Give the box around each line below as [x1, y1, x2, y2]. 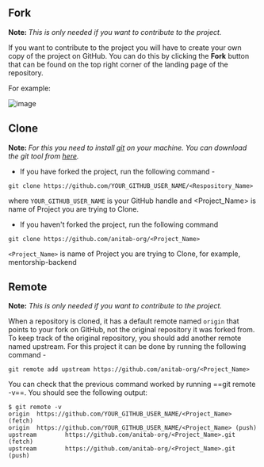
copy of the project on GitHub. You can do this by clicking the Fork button [8, 51, 250, 60]
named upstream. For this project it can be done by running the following [8, 342, 247, 351]
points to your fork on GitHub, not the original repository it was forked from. [8, 325, 255, 335]
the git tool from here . [8, 151, 79, 161]
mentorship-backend [8, 257, 77, 266]
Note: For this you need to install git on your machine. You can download [8, 143, 247, 152]
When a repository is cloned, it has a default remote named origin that [8, 316, 239, 326]
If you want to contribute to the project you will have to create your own [8, 43, 242, 52]
